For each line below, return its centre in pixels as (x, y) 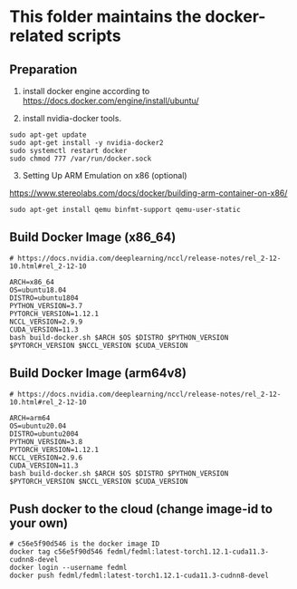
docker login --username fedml (68, 568)
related (37, 36)
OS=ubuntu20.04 (38, 426)
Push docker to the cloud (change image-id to (141, 509)
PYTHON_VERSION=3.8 (46, 441)
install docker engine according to (86, 91)
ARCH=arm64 (30, 418)
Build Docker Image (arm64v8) (98, 373)
